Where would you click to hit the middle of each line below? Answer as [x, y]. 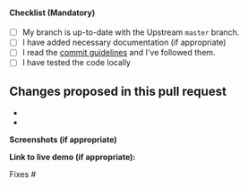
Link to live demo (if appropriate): [73, 157]
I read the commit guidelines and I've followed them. [119, 53]
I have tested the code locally [77, 63]
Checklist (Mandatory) [52, 13]
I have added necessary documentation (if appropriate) [124, 42]
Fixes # [23, 174]
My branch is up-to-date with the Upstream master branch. [131, 32]
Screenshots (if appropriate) [64, 140]
